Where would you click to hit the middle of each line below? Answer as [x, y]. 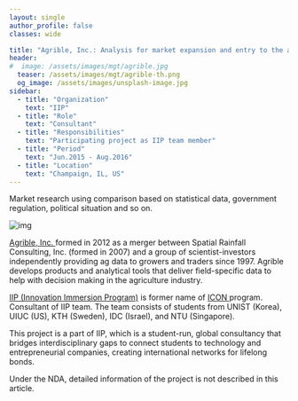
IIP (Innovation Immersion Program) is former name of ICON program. [136, 297]
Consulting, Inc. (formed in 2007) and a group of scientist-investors [133, 252]
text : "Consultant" [61, 124]
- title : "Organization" [63, 99]
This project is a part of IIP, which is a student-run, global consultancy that [145, 334]
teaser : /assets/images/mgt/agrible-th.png [98, 75]
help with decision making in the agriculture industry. [106, 280]
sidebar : [25, 91]
